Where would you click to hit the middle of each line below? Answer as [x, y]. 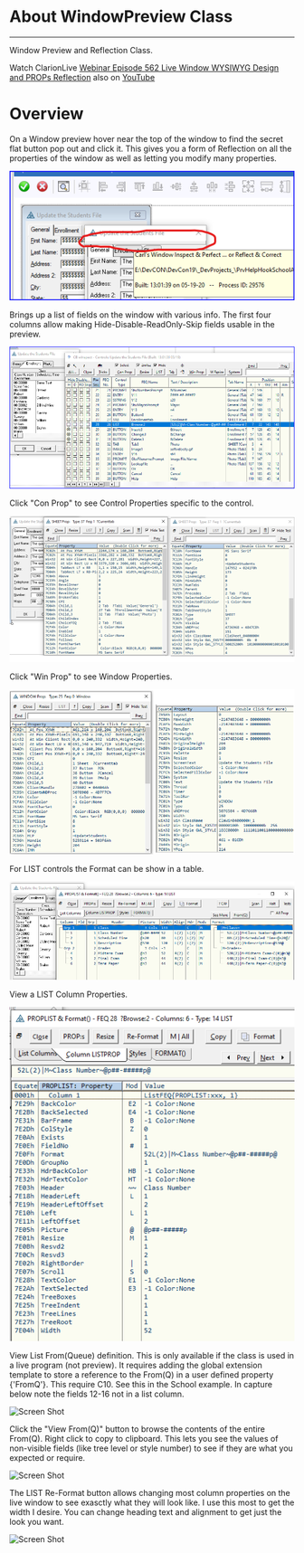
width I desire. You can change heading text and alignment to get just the [146, 1512]
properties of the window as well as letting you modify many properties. [143, 158]
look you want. [37, 1522]
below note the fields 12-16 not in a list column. [97, 1394]
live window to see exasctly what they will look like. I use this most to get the [152, 1502]
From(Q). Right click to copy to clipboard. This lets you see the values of [144, 1439]
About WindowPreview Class [121, 17]
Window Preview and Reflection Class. [81, 50]
